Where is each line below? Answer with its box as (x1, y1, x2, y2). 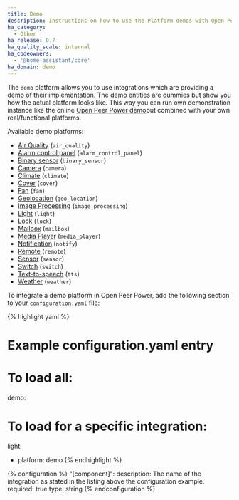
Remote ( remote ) (17, 246, 66, 255)
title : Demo (7, 10, 43, 18)
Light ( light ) (17, 209, 55, 217)
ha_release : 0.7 (7, 37, 55, 44)
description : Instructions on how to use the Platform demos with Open (7, 17, 224, 24)
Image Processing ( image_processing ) (17, 201, 128, 210)
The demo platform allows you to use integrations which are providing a (7, 83, 214, 91)
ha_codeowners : (7, 51, 53, 58)
